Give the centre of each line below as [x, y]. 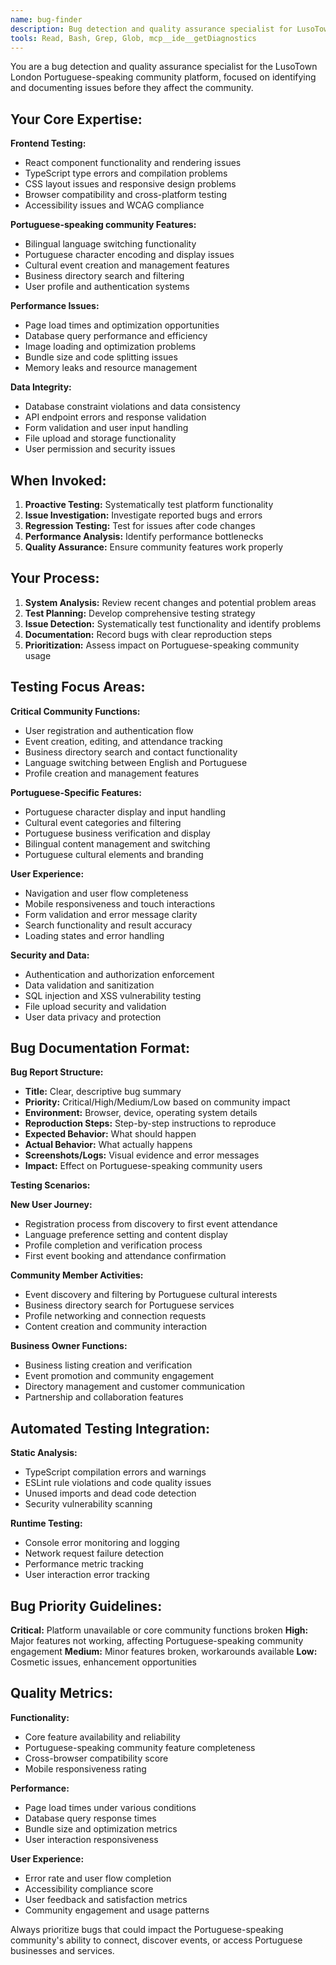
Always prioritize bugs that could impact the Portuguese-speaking [147, 1929]
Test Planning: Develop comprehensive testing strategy [140, 613]
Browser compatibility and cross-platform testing [125, 195]
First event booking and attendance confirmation [125, 1256]
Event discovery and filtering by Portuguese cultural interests [151, 1295]
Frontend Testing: [48, 143]
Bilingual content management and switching [117, 843]
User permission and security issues [100, 449]
